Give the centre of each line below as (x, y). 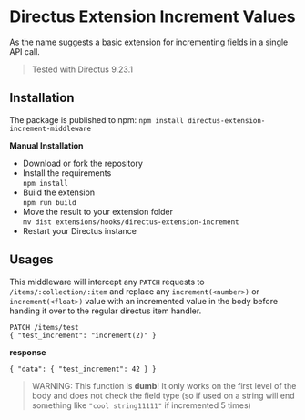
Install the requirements (67, 173)
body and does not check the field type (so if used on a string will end (163, 395)
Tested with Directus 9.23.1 (82, 69)
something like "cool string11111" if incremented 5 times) (142, 405)
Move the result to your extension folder (98, 211)
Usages (31, 260)
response (28, 352)
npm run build (49, 202)
